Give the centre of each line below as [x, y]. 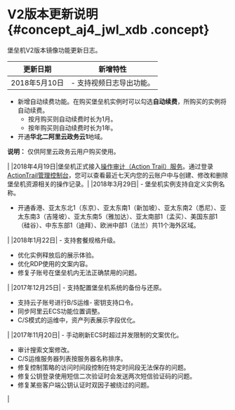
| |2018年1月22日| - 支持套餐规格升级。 [63, 240]
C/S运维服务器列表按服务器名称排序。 [72, 358]
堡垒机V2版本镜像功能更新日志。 [54, 50]
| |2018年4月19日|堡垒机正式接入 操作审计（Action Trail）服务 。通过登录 [110, 166]
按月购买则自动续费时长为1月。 [72, 119]
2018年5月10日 [38, 83]
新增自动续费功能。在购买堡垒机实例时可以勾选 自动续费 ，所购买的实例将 [122, 101]
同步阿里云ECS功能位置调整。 [60, 311]
